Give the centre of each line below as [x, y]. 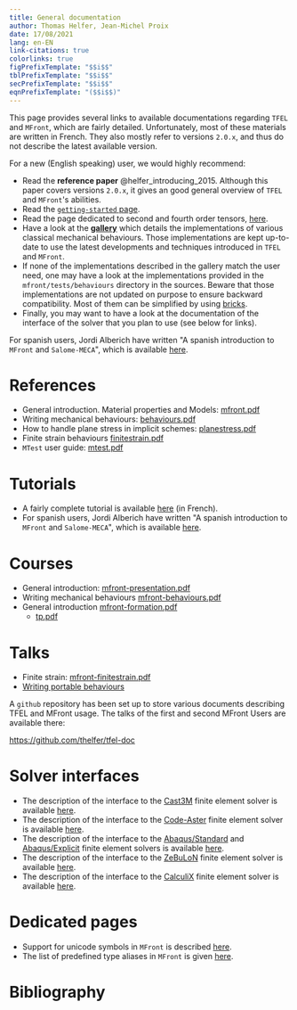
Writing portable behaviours [73, 686]
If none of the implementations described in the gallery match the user [151, 266]
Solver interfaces [74, 776]
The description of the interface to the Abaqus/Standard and [133, 839]
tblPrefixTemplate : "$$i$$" [61, 76]
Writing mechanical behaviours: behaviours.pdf [109, 419]
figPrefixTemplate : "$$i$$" [61, 68]
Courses [41, 563]
